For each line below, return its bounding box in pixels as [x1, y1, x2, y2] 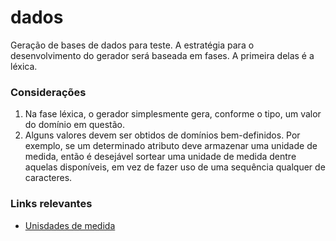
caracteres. [24, 172, 73, 184]
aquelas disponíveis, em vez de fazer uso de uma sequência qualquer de [24, 161, 326, 173]
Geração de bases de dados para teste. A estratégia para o [10, 39, 255, 51]
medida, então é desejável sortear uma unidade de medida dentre [24, 151, 297, 163]
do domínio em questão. [24, 119, 126, 131]
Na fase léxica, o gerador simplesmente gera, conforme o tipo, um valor [24, 108, 322, 120]
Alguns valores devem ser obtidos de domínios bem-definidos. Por [24, 129, 301, 141]
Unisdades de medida [24, 219, 116, 231]
